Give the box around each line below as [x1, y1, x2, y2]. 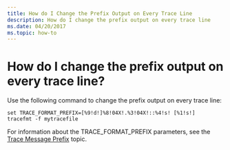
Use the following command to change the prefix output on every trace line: [7, 96, 222, 105]
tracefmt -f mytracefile [7, 116, 79, 122]
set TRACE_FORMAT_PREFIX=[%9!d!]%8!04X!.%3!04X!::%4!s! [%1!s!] [7, 109, 196, 117]
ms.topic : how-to [7, 29, 57, 36]
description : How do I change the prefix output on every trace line [7, 17, 211, 23]
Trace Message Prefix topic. [7, 135, 87, 143]
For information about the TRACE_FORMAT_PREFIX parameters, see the [7, 128, 211, 136]
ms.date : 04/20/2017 [7, 23, 67, 30]
